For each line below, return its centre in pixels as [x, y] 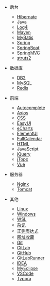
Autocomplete [31, 108]
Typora [24, 278]
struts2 [24, 58]
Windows [26, 214]
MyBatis [25, 37]
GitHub [24, 253]
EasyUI [24, 123]
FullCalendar [30, 139]
